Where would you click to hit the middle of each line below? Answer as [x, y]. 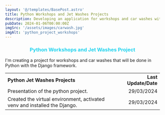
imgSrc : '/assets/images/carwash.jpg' [45, 28]
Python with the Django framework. [41, 66]
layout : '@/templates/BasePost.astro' [45, 10]
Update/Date [142, 83]
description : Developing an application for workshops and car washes [79, 19]
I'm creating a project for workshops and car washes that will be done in [78, 60]
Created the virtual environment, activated [56, 99]
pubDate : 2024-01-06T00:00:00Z [37, 23]
